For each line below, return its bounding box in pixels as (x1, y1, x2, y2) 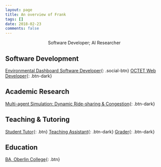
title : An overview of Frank (5, 12, 66, 17)
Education (5, 143, 38, 151)
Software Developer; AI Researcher (48, 40, 121, 46)
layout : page (5, 7, 33, 13)
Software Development (5, 54, 79, 63)
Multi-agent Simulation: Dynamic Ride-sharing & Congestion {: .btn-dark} (5, 101, 155, 107)
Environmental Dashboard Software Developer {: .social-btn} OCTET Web (5, 67, 156, 73)
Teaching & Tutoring (5, 115, 70, 124)
